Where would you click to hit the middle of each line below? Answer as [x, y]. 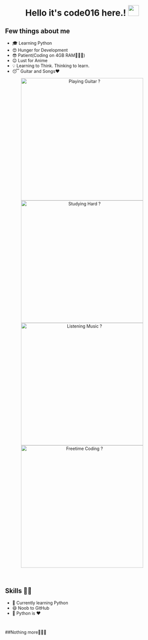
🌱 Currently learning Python [40, 603]
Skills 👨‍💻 [19, 591]
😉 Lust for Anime [30, 60]
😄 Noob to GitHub [31, 608]
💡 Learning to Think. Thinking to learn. [51, 66]
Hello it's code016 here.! [76, 13]
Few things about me [38, 31]
